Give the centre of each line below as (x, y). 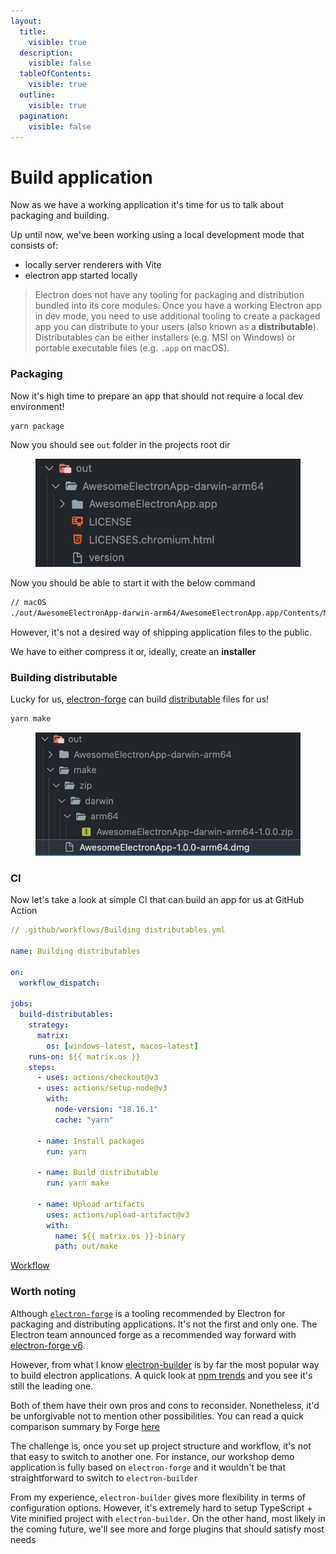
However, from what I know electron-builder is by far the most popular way (165, 1364)
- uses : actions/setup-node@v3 (102, 1088)
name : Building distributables (75, 951)
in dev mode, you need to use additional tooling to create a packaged (177, 316)
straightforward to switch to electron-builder (104, 1477)
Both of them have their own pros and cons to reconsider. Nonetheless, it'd (165, 1405)
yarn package (37, 426)
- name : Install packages (90, 1141)
